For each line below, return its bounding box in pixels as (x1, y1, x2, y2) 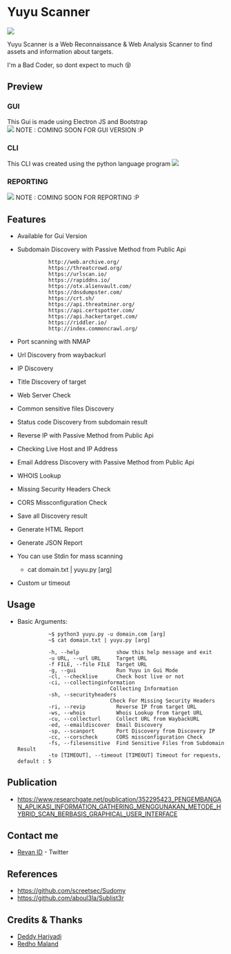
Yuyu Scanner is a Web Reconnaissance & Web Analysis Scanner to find (7, 39, 212, 48)
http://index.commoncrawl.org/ (48, 325, 138, 332)
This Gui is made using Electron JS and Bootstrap (7, 117, 148, 125)
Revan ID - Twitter (17, 848, 69, 856)
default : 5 (17, 757, 52, 765)
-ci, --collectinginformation (48, 679, 135, 686)
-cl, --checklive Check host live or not (48, 673, 185, 680)
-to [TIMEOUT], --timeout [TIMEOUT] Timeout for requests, (48, 752, 222, 759)
